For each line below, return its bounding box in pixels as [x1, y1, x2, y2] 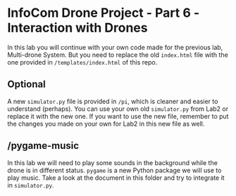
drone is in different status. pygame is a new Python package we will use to [7, 166, 222, 174]
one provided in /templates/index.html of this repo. [7, 58, 158, 66]
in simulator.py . [7, 181, 54, 189]
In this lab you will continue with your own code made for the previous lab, [7, 43, 223, 51]
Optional [7, 79, 46, 91]
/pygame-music [7, 140, 80, 152]
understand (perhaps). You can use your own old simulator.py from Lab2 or [7, 104, 229, 113]
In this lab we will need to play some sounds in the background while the [7, 158, 218, 166]
